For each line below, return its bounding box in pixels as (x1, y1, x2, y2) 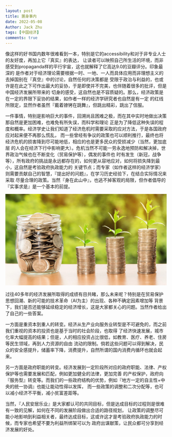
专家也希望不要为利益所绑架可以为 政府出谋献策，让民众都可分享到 (18, 420, 159, 426)
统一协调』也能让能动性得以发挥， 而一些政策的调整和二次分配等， (14, 384, 155, 390)
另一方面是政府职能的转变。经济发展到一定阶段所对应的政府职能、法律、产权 (5, 364, 167, 370)
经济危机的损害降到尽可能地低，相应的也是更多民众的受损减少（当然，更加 (5, 138, 162, 145)
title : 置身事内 (5, 13, 37, 19)
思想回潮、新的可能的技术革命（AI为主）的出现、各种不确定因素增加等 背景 (5, 297, 164, 304)
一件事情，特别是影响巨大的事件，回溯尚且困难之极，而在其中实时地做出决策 (5, 113, 167, 119)
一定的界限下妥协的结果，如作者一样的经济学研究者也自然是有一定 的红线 (9, 95, 164, 102)
